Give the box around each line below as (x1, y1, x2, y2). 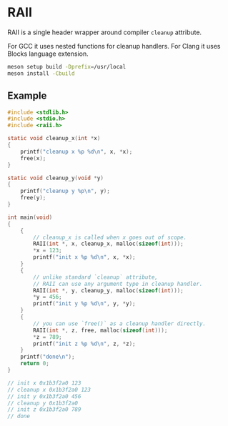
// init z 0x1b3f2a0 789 (7, 406, 81, 413)
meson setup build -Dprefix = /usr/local (7, 63, 127, 70)
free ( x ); (20, 154, 46, 162)
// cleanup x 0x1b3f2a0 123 (7, 386, 91, 393)
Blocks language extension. (7, 49, 89, 58)
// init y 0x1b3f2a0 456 (7, 392, 81, 400)
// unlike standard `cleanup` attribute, (33, 273, 159, 281)
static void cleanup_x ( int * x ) (7, 135, 101, 142)
